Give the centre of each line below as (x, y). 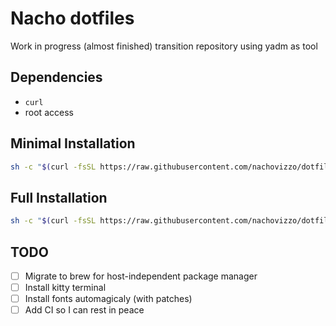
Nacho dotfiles (72, 18)
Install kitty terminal (65, 287)
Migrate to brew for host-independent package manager (141, 276)
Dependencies (56, 77)
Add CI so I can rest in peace (84, 310)
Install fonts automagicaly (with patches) (108, 299)
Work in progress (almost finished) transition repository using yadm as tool (164, 46)
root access (49, 112)
